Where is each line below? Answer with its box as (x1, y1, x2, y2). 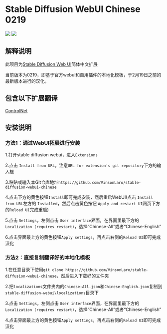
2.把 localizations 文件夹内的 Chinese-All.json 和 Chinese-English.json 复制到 (5, 283, 163, 289)
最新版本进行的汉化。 (5, 78, 49, 84)
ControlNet (5, 107, 28, 113)
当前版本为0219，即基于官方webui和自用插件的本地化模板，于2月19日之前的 (5, 71, 162, 78)
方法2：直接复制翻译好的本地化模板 (5, 254, 91, 261)
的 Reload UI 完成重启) (5, 207, 49, 213)
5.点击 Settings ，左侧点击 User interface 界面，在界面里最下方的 (5, 217, 140, 223)
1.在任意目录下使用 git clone (5, 266, 64, 273)
